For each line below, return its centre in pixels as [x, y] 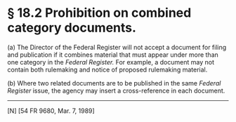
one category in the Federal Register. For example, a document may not [111, 62]
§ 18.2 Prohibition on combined [99, 13]
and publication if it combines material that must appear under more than [113, 55]
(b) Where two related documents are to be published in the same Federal [114, 83]
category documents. [72, 28]
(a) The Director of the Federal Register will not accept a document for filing [117, 47]
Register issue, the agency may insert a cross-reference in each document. [116, 90]
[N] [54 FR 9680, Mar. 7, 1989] [51, 111]
